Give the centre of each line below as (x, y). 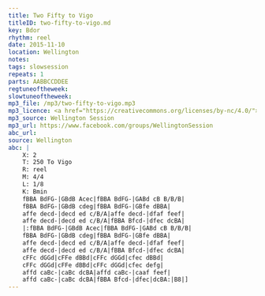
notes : (19, 60)
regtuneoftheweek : (38, 89)
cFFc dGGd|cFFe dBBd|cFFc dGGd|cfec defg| (93, 265)
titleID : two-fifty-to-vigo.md (60, 23)
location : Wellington (44, 52)
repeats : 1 (26, 74)
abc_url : (22, 133)
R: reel (35, 170)
